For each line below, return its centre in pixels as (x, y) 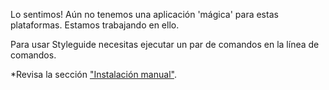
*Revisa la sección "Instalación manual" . (93, 74)
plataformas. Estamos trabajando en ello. (95, 25)
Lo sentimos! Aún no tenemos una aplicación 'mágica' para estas (144, 14)
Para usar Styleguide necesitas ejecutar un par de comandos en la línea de (165, 44)
